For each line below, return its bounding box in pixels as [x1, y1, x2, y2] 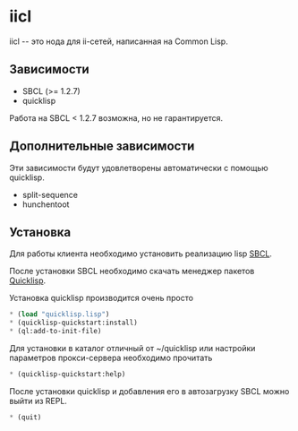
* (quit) [9, 412, 42, 422]
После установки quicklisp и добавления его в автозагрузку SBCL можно [9, 385, 290, 396]
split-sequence [21, 189, 79, 200]
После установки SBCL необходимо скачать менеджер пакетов [9, 266, 255, 277]
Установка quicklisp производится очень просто [9, 293, 194, 304]
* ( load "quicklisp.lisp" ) [9, 310, 110, 319]
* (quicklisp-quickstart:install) [9, 318, 139, 328]
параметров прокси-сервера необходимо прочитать [9, 352, 213, 363]
